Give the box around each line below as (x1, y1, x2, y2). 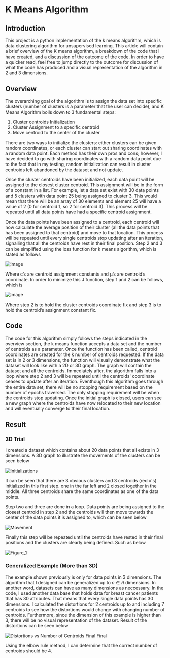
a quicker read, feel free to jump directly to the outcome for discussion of (5, 59, 158, 65)
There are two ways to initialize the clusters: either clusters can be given (5, 139, 157, 146)
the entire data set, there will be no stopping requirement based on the (5, 383, 153, 390)
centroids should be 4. (5, 648, 52, 654)
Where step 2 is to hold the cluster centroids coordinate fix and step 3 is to (5, 301, 161, 308)
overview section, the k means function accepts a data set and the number (5, 340, 162, 347)
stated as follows (5, 251, 41, 257)
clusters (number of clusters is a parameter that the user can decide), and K (5, 103, 164, 109)
